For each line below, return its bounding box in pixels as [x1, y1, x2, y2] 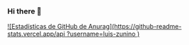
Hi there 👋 [7, 6, 42, 16]
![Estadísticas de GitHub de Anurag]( [7, 22, 115, 31]
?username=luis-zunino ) [66, 30, 140, 38]
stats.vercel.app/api [7, 30, 66, 38]
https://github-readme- [114, 22, 182, 31]
